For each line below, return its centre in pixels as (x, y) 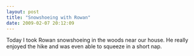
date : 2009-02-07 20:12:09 (40, 23)
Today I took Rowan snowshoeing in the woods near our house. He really (97, 40)
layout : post (23, 12)
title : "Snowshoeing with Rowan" (48, 17)
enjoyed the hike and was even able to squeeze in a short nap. (84, 46)
